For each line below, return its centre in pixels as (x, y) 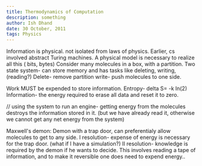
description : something (36, 17)
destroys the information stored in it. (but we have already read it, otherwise (100, 113)
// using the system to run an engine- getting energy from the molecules (96, 106)
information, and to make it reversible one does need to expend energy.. (96, 156)
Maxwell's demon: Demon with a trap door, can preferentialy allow (88, 131)
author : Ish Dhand (29, 23)
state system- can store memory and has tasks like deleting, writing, (91, 70)
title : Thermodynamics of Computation (55, 12)
